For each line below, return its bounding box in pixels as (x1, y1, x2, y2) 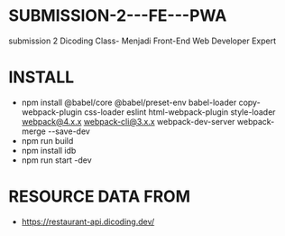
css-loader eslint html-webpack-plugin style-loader (84, 106, 276, 118)
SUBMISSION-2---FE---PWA (8, 5, 227, 26)
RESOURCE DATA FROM (8, 186, 191, 207)
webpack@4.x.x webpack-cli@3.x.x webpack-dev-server (21, 116, 235, 127)
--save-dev (47, 126, 91, 137)
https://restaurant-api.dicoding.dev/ (21, 216, 155, 227)
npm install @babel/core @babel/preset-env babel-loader (21, 97, 237, 108)
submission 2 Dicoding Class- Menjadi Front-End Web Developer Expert (8, 35, 277, 46)
